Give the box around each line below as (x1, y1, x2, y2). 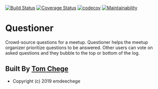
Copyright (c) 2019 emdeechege (12, 78, 81, 84)
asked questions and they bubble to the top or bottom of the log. (5, 50, 140, 56)
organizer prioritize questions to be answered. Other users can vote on (5, 45, 153, 51)
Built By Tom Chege (5, 65, 69, 73)
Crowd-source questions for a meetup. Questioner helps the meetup (5, 39, 148, 45)
